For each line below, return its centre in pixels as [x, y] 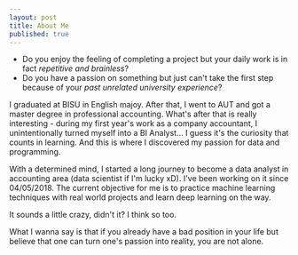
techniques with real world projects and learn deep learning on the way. [141, 197]
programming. [35, 152]
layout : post [33, 17]
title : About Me [39, 26]
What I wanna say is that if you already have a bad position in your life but [144, 232]
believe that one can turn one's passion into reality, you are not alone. [137, 242]
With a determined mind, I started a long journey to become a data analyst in [149, 169]
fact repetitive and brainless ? [75, 68]
